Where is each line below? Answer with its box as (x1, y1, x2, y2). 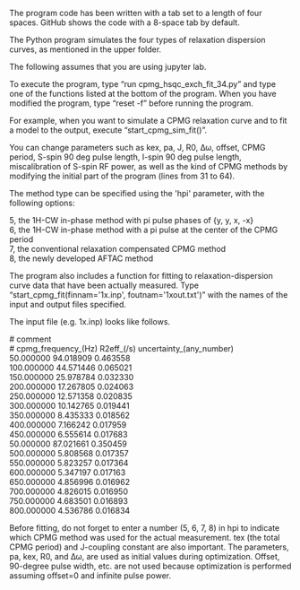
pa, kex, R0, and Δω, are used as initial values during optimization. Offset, (9, 551, 280, 561)
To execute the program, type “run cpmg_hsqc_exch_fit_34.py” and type (9, 79, 276, 89)
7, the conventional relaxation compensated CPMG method (9, 244, 227, 254)
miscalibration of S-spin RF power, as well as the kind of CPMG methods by (9, 161, 288, 171)
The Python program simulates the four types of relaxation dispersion (9, 35, 266, 45)
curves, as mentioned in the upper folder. (9, 44, 162, 55)
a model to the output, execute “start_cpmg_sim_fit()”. (9, 125, 208, 135)
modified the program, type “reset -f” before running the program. (9, 98, 253, 108)
